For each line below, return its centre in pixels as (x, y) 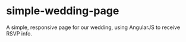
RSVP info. (19, 33)
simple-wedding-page (63, 11)
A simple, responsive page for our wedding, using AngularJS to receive (93, 27)
